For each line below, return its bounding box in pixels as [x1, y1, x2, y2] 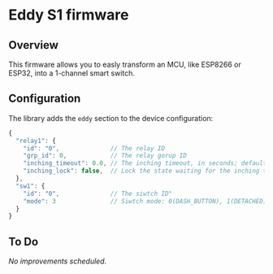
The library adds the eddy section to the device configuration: [8, 113, 214, 123]
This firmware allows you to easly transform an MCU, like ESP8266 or [8, 59, 242, 69]
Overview [8, 38, 59, 52]
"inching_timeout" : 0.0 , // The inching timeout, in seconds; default [23, 159, 267, 167]
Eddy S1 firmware [8, 6, 129, 24]
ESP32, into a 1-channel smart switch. [8, 68, 136, 78]
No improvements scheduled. [8, 256, 107, 266]
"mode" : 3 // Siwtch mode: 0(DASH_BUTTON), [23, 197, 223, 205]
